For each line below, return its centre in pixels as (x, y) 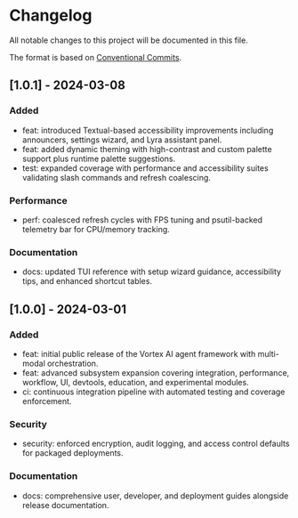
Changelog (51, 16)
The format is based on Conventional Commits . (96, 57)
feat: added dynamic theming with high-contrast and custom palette (147, 149)
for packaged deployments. (72, 453)
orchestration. (73, 363)
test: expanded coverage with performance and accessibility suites (145, 168)
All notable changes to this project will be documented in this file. (129, 40)
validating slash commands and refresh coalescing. (117, 177)
